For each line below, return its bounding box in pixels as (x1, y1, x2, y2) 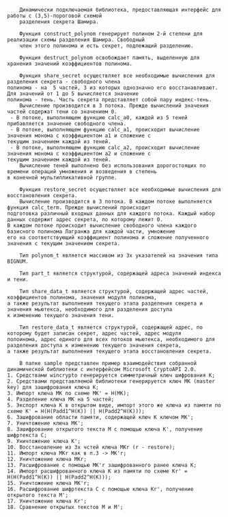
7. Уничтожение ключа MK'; (7, 420, 84, 427)
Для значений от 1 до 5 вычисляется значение (7, 90, 139, 97)
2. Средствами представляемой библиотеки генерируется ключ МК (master (7, 378, 215, 385)
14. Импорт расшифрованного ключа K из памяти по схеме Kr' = (7, 468, 188, 475)
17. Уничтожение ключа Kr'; (7, 498, 87, 505)
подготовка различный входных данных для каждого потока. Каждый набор (7, 210, 215, 217)
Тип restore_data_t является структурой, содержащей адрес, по (19, 324, 203, 331)
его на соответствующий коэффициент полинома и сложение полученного (7, 234, 210, 241)
